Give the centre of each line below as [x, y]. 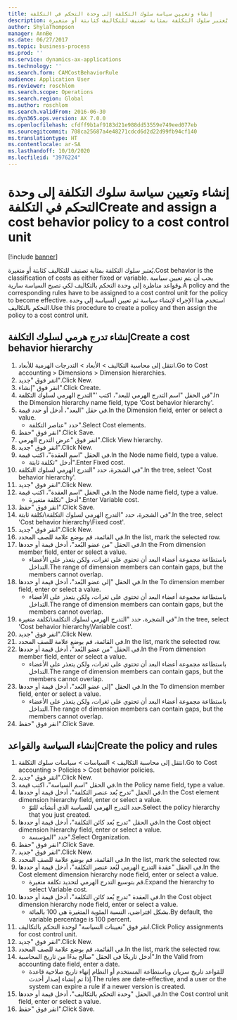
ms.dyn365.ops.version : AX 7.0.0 [57, 118]
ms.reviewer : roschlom [41, 86]
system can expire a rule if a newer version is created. [107, 987]
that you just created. [59, 815]
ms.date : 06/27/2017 [38, 40]
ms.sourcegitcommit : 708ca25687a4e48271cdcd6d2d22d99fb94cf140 [103, 131]
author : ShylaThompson [41, 27]
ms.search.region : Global [46, 99]
